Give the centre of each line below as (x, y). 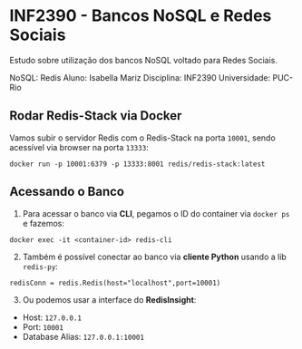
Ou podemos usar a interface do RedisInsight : (109, 299)
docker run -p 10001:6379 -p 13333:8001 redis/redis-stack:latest (137, 164)
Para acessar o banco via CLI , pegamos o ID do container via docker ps (156, 213)
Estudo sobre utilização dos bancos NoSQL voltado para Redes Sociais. (144, 60)
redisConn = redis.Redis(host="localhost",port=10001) (115, 283)
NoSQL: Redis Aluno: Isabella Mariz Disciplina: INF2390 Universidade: (140, 77)
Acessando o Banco (67, 192)
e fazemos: (44, 223)
